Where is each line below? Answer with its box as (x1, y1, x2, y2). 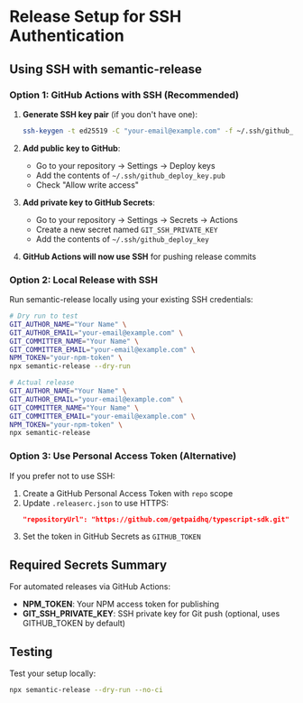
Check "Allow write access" (35, 179, 140, 190)
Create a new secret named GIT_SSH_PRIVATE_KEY (35, 224, 218, 235)
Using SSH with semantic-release (9, 61, 203, 77)
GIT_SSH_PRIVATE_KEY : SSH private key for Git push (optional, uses (22, 608, 280, 619)
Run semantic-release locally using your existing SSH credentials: (9, 294, 254, 305)
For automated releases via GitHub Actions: (9, 581, 171, 592)
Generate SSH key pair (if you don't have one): (22, 108, 198, 119)
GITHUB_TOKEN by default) (22, 618, 126, 629)
